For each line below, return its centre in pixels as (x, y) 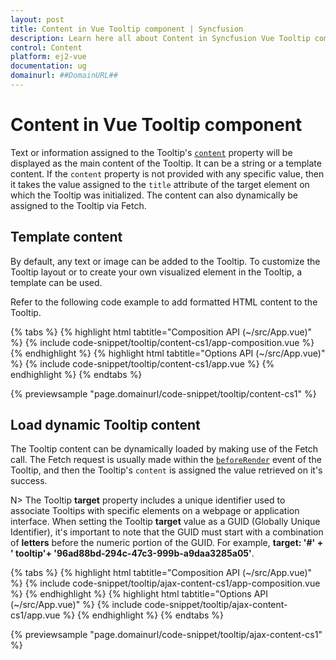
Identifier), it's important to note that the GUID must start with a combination (167, 532)
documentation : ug (48, 66)
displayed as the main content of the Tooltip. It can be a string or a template (166, 163)
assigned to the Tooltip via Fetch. (78, 205)
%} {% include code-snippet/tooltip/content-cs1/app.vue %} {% (142, 363)
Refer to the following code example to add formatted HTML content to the (164, 302)
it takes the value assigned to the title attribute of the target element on (160, 184)
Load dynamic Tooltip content (105, 425)
